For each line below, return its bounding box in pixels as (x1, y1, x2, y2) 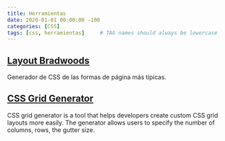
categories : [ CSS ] (7, 23, 60, 30)
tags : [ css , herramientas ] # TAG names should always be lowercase (7, 29, 217, 36)
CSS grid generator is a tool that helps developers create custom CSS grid (7, 111, 219, 119)
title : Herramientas (7, 10, 67, 17)
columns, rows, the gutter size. (7, 125, 95, 134)
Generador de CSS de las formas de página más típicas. (7, 73, 167, 81)
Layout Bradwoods (7, 54, 90, 66)
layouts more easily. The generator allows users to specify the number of (7, 118, 215, 127)
